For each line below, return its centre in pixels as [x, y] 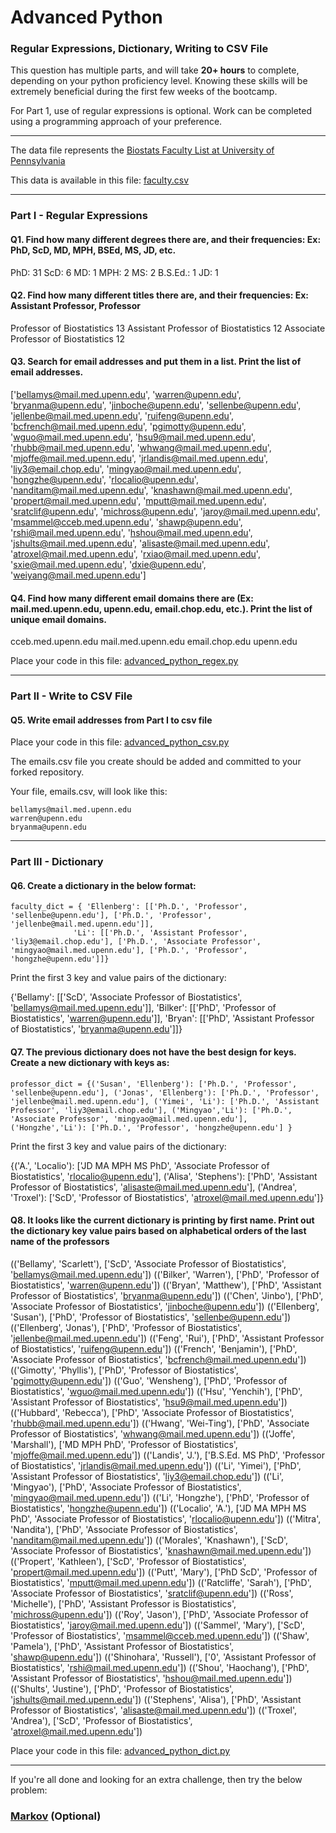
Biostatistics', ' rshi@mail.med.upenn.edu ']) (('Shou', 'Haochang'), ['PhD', [160, 1667]
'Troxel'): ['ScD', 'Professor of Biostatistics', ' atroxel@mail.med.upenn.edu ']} [167, 1197]
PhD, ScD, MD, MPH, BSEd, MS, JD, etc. [93, 250]
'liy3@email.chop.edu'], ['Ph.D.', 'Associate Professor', [136, 942]
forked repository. [47, 772]
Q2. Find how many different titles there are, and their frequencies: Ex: [160, 295]
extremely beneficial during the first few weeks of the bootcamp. [144, 92]
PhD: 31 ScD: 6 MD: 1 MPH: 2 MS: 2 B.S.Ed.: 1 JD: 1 [114, 272]
